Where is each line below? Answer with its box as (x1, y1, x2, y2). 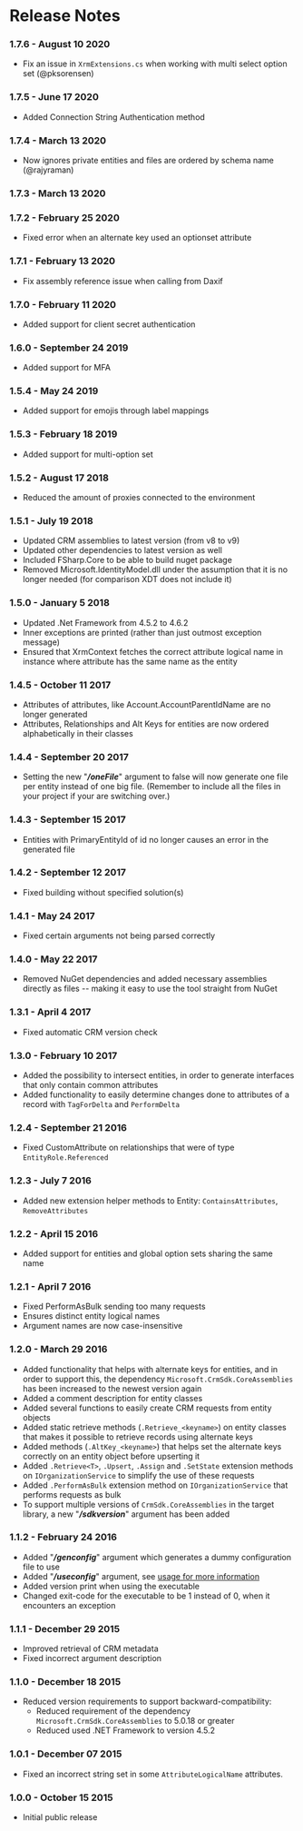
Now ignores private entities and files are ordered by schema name (22, 155, 275, 166)
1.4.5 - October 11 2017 (9, 678, 112, 691)
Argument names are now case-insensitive (22, 1321, 183, 1331)
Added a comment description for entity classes (22, 1392, 203, 1403)
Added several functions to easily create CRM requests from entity (22, 1402, 272, 1413)
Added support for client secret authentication (22, 319, 196, 330)
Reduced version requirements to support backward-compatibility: (22, 1696, 272, 1707)
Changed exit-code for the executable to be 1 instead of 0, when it (22, 1590, 270, 1601)
